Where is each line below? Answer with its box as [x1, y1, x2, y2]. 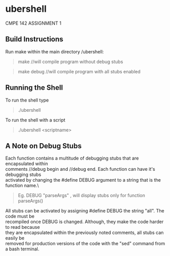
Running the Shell [5, 83, 63, 92]
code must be [5, 213, 35, 220]
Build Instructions [5, 35, 64, 44]
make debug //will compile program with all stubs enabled [17, 68, 141, 74]
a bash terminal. [5, 246, 40, 252]
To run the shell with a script [5, 116, 66, 123]
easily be [5, 235, 25, 241]
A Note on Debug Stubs [5, 142, 82, 150]
